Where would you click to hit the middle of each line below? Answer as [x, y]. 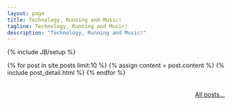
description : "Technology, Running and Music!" [77, 33]
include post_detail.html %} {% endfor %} [67, 73]
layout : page [26, 13]
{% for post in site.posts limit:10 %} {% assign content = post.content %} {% [116, 65]
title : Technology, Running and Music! [65, 20]
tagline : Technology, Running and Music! [68, 26]
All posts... [210, 95]
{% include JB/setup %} [41, 52]
